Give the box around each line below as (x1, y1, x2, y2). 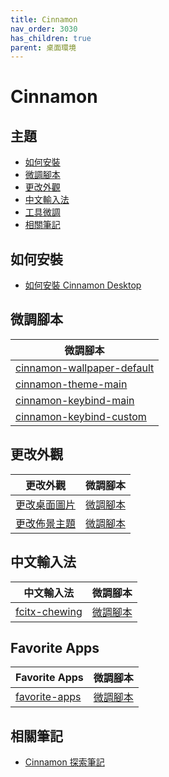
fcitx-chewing (15, 604, 83, 618)
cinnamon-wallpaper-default (15, 361, 155, 375)
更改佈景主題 (15, 516, 77, 530)
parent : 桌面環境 (10, 42, 77, 53)
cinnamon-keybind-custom (15, 409, 147, 423)
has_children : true (10, 33, 92, 43)
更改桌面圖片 (15, 497, 77, 511)
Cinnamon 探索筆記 (24, 756, 105, 768)
